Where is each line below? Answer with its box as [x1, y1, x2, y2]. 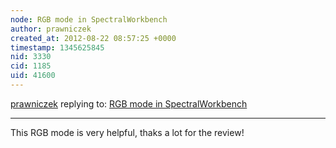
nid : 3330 [10, 52, 52, 62]
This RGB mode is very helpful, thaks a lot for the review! [10, 126, 245, 138]
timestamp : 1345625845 [10, 42, 105, 53]
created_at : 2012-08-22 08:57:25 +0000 [10, 33, 177, 43]
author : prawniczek [10, 24, 92, 34]
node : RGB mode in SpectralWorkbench [10, 14, 168, 25]
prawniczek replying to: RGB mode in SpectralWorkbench [10, 97, 248, 110]
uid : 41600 [10, 71, 56, 81]
